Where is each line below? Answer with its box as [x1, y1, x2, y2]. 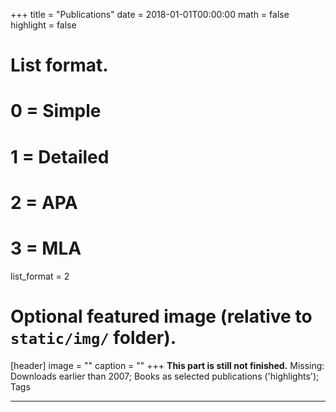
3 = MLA [10, 237, 82, 259]
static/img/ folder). [10, 326, 177, 349]
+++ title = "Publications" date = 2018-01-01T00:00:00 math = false [10, 9, 290, 20]
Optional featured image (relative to [10, 305, 313, 328]
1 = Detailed [10, 145, 110, 168]
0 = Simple [10, 100, 102, 123]
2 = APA [10, 191, 78, 214]
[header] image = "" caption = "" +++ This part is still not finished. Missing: [10, 359, 325, 371]
